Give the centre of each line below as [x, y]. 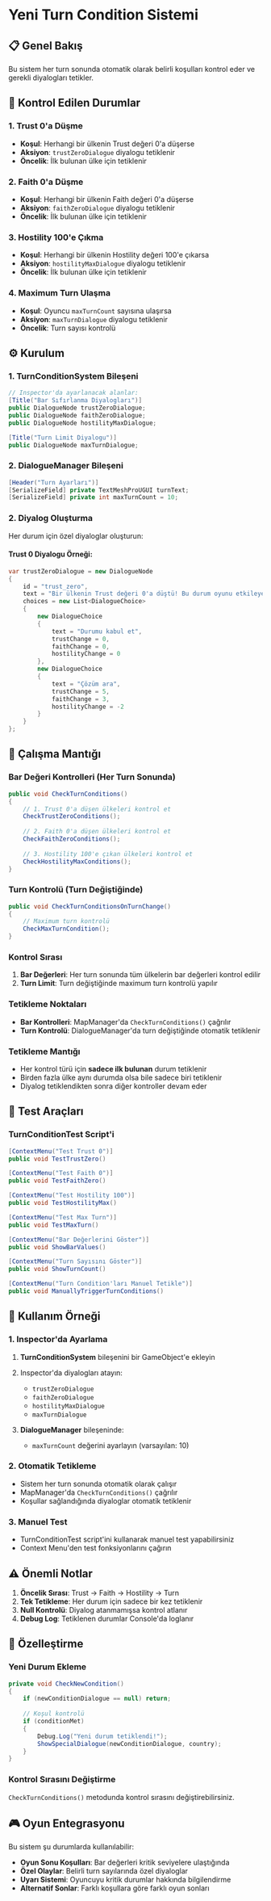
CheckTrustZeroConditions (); [72, 816]
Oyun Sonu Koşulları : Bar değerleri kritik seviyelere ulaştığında [125, 1862]
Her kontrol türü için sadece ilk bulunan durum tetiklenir [113, 1068]
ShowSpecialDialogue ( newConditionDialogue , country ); [129, 1744]
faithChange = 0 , [81, 646]
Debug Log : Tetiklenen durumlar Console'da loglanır [107, 1618]
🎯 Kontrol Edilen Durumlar [75, 103]
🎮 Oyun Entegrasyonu [67, 1823]
